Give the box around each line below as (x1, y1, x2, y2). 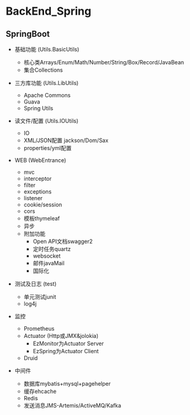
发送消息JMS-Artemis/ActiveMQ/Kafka (23, 402, 122, 409)
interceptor (23, 175, 52, 182)
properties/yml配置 (23, 144, 71, 151)
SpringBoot (5, 29, 50, 39)
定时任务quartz (32, 245, 71, 252)
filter (23, 182, 36, 189)
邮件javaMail (32, 260, 65, 267)
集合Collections (23, 66, 64, 73)
